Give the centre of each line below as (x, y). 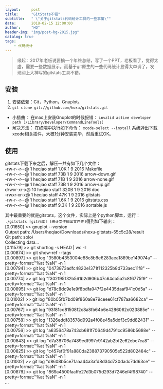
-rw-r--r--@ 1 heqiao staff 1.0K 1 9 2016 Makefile (54, 169)
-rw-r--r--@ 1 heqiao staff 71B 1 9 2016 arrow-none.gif (60, 179)
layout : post (23, 10)
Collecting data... (22, 242)
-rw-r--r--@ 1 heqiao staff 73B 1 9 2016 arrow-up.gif (58, 185)
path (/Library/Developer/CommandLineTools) (58, 122)
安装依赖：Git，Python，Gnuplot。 (47, 102)
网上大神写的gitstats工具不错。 (52, 72)
